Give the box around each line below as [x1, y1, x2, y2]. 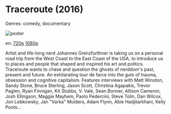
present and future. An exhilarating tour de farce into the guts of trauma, [5, 71, 157, 77]
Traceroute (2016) [5, 4, 84, 15]
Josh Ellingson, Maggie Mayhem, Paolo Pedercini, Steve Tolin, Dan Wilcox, [5, 93, 162, 99]
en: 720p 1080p [5, 40, 38, 46]
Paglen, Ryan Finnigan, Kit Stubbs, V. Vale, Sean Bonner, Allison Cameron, [5, 88, 161, 94]
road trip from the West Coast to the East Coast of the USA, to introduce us [5, 55, 163, 62]
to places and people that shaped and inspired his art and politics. [5, 61, 144, 67]
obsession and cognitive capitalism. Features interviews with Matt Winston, [5, 77, 164, 83]
